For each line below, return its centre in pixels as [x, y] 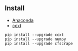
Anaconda [23, 20]
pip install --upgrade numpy [35, 39]
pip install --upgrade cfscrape [39, 43]
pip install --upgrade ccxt [34, 34]
